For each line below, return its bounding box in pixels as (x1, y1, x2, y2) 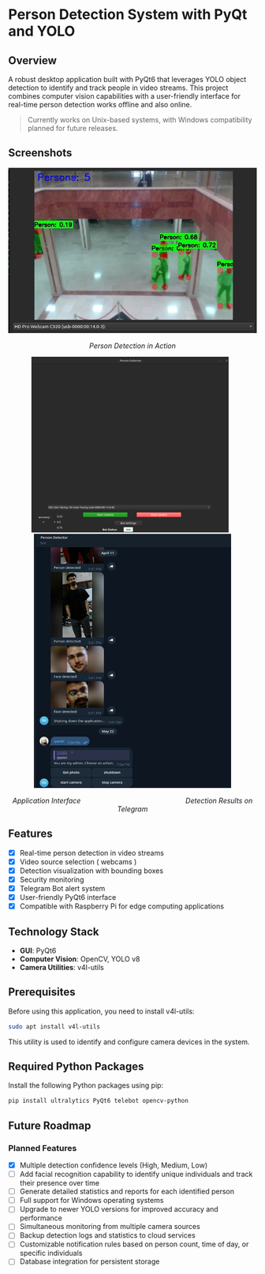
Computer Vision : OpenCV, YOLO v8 (19, 954, 140, 964)
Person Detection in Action (89, 341, 176, 350)
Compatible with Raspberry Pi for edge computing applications (19, 901, 225, 911)
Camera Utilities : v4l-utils (19, 962, 104, 972)
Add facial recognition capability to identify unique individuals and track (19, 1170, 253, 1179)
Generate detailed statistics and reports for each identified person (19, 1186, 235, 1197)
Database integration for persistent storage (19, 1257, 160, 1266)
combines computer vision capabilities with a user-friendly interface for (8, 92, 241, 100)
